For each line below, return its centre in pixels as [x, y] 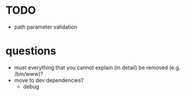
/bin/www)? [29, 74]
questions [31, 51]
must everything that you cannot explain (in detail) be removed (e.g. [97, 67]
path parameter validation [46, 27]
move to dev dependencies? [49, 80]
